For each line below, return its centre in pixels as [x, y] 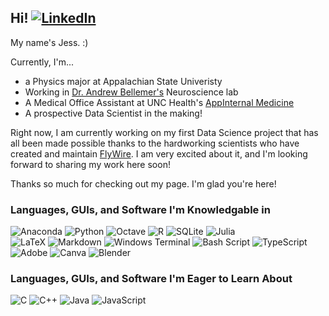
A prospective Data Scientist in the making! [113, 113]
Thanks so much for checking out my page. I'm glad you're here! [143, 183]
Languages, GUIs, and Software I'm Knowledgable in [140, 209]
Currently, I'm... [42, 62]
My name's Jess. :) [49, 42]
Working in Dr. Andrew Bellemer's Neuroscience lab [131, 92]
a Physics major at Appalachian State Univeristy [123, 81]
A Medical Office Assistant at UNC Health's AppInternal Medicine [159, 102]
